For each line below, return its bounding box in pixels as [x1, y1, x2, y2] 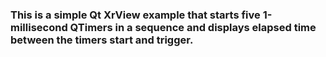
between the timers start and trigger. [10, 33, 194, 47]
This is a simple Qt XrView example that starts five [10, 8, 261, 22]
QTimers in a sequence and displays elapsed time [69, 20, 317, 34]
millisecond [10, 20, 68, 34]
